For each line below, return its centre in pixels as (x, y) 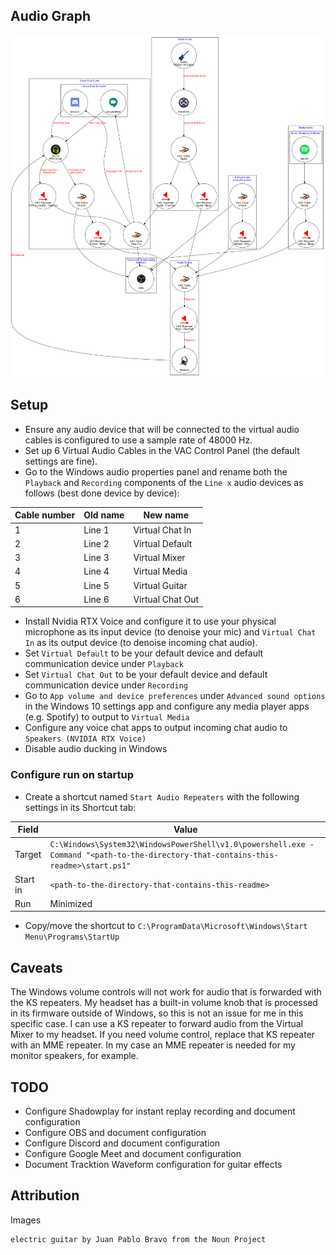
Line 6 (96, 599)
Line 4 (96, 571)
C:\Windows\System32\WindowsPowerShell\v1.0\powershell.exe (177, 845)
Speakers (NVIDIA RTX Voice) (85, 739)
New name (166, 515)
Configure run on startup (72, 775)
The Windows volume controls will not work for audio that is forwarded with (166, 992)
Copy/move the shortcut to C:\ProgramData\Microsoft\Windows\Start (166, 926)
